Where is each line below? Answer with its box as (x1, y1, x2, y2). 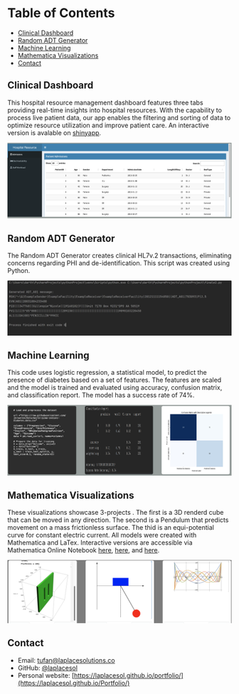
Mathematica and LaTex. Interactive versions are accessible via (7, 538, 193, 547)
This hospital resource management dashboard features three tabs (7, 98, 204, 107)
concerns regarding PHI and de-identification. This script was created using (7, 259, 230, 267)
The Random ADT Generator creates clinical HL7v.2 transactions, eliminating (7, 251, 232, 260)
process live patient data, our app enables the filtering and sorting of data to (7, 113, 231, 122)
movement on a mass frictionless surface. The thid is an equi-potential (7, 523, 215, 532)
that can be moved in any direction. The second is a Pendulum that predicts (7, 516, 229, 524)
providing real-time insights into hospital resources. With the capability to (7, 105, 223, 114)
